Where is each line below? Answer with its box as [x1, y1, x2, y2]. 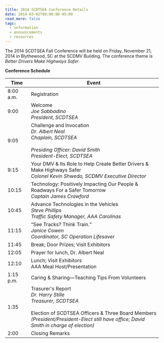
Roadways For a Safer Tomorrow [31, 186, 106, 193]
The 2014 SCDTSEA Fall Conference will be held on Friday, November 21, [5, 47, 152, 54]
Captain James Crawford [31, 193, 89, 200]
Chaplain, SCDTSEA [31, 134, 77, 141]
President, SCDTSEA [31, 114, 78, 120]
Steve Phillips [31, 206, 62, 213]
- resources [9, 35, 34, 40]
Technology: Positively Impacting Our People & [31, 181, 138, 187]
